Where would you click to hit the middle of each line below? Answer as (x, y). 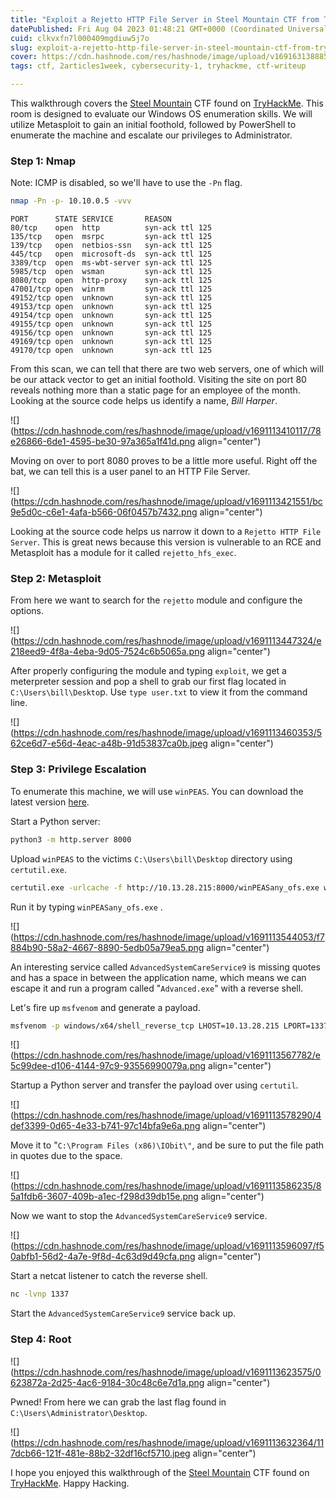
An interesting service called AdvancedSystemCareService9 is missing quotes (165, 967)
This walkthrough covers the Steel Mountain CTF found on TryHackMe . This (167, 103)
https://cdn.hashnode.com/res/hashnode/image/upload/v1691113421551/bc (168, 502)
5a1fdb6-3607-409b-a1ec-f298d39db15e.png (104, 1197)
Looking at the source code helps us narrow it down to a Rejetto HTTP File (166, 532)
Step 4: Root (41, 1339)
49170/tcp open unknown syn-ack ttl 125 (111, 351)
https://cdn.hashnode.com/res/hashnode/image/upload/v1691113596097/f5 (169, 1246)
